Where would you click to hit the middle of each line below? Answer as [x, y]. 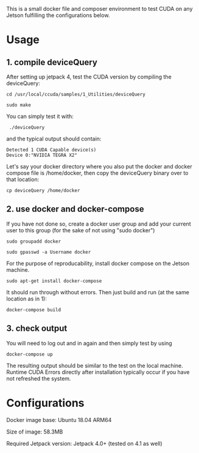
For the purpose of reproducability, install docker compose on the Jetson [98, 263]
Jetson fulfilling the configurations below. [58, 15]
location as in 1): [26, 299]
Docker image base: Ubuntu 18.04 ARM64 [59, 420]
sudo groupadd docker [34, 241]
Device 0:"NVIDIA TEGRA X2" [42, 155]
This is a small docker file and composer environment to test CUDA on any [100, 9]
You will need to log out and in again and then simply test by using [89, 343]
